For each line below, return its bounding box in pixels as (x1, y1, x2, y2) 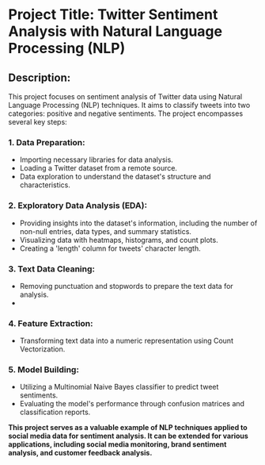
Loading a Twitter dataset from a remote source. (19, 163, 178, 173)
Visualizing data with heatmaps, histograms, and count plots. (19, 235, 219, 244)
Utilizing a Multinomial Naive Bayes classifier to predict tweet (19, 382, 219, 392)
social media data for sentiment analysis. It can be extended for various (8, 431, 249, 441)
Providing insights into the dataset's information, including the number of (19, 218, 258, 228)
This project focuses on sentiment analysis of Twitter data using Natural (8, 92, 243, 101)
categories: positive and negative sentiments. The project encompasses (8, 109, 244, 118)
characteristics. (19, 180, 71, 190)
